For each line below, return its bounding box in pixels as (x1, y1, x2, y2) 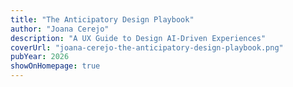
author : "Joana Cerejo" (10, 24, 110, 34)
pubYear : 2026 (10, 52, 70, 62)
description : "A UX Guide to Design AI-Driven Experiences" (10, 33, 267, 43)
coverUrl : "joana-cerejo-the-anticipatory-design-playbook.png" (10, 42, 284, 53)
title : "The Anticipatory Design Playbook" (10, 14, 195, 25)
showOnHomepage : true (10, 61, 101, 71)
